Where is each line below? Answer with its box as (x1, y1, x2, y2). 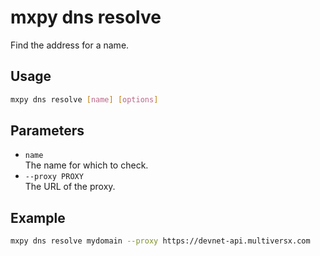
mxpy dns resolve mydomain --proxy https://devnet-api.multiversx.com (10, 236, 311, 246)
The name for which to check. (24, 159, 149, 171)
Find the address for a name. (10, 39, 130, 51)
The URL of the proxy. (24, 181, 116, 193)
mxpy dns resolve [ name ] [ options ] (10, 94, 159, 105)
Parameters (10, 122, 85, 140)
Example (10, 209, 66, 226)
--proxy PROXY (24, 172, 84, 182)
